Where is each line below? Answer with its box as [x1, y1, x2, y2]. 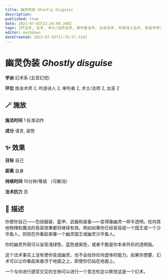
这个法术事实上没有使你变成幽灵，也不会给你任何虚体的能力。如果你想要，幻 [5, 252, 161, 258]
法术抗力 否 [5, 189, 28, 195]
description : [5, 12, 32, 17]
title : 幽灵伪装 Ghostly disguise [5, 7, 73, 12]
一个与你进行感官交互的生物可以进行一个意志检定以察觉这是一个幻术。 [5, 269, 148, 275]
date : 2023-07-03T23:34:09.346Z [5, 21, 72, 26]
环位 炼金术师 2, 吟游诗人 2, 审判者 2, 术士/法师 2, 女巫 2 [5, 85, 120, 91]
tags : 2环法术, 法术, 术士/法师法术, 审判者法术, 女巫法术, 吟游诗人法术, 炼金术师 [5, 26, 160, 31]
